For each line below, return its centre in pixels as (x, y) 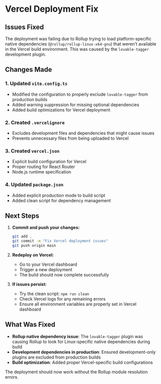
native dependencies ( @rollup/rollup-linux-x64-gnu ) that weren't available (81, 44)
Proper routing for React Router (44, 167)
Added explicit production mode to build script (59, 195)
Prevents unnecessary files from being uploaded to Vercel (70, 138)
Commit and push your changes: (46, 228)
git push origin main (34, 246)
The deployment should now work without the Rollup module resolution (76, 372)
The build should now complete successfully (64, 275)
